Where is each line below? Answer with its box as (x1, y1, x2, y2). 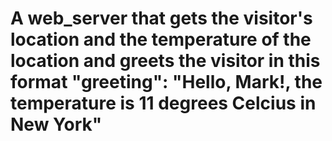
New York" (10, 113, 103, 136)
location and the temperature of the (10, 28, 312, 51)
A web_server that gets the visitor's (10, 7, 313, 30)
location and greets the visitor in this (10, 50, 321, 72)
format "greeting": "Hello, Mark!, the (10, 71, 323, 94)
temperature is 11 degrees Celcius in (10, 92, 317, 115)
